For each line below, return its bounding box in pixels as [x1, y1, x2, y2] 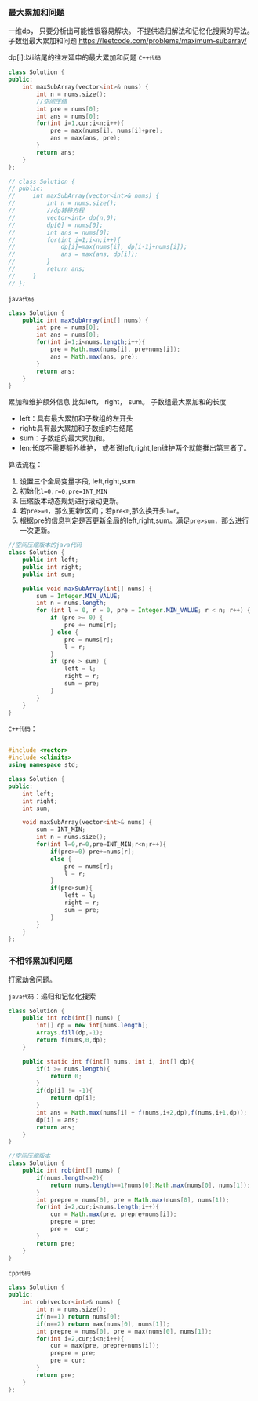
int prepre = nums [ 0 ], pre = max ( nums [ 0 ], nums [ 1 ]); [36, 1327, 213, 1335]
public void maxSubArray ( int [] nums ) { [22, 585, 153, 593]
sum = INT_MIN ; [36, 826, 86, 834]
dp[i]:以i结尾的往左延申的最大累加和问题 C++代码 [8, 53, 162, 62]
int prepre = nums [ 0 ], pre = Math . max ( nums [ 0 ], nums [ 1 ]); [36, 1195, 230, 1204]
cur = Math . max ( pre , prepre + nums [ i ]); [49, 1210, 177, 1218]
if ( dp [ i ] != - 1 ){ [36, 1087, 93, 1095]
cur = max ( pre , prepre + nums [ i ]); [49, 1342, 159, 1350]
